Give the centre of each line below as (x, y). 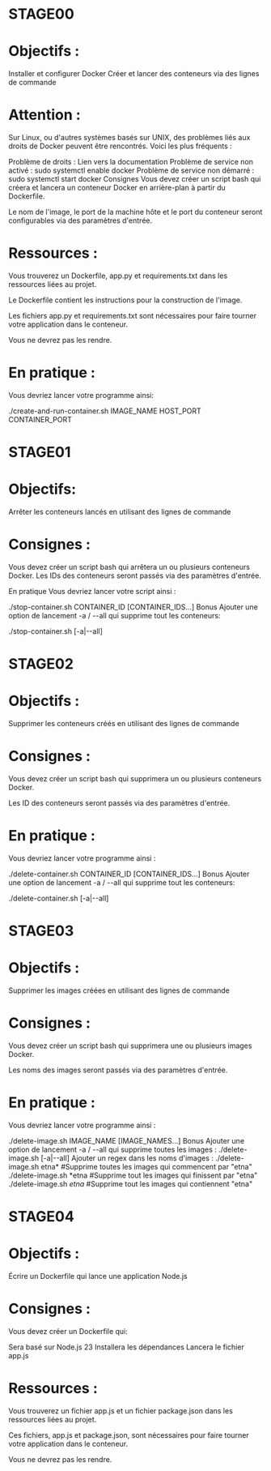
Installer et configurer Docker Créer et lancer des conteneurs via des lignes (134, 74)
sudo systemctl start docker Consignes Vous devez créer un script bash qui (135, 179)
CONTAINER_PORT (40, 419)
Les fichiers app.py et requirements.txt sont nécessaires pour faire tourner (133, 316)
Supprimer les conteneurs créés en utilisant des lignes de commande (124, 724)
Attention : (44, 115)
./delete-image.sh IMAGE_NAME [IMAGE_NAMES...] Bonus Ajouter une (127, 1141)
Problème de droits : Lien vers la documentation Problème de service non (131, 162)
